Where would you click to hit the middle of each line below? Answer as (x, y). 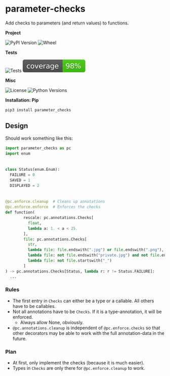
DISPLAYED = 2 (25, 185)
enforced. (23, 317)
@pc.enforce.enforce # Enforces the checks (53, 207)
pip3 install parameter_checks (38, 110)
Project (13, 33)
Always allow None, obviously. (52, 322)
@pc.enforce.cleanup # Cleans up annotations (55, 202)
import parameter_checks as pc (38, 148)
